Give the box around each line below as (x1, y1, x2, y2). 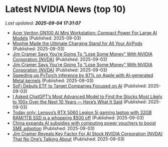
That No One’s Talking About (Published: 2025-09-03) (12, 136, 125, 142)
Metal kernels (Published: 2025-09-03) (12, 77, 94, 83)
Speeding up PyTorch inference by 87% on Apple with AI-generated (12, 72, 153, 78)
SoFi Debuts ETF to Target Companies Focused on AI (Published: (12, 82, 147, 88)
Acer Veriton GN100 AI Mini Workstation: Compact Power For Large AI (12, 29, 157, 35)
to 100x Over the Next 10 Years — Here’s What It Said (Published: (12, 98, 147, 104)
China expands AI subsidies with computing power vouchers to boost (12, 120, 156, 126)
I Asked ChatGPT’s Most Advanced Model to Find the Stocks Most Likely (12, 93, 162, 99)
